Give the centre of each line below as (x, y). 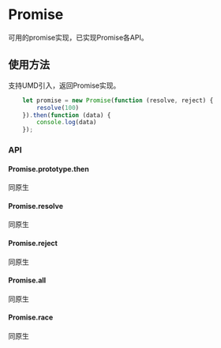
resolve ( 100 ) (58, 108)
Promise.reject (33, 244)
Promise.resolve (36, 206)
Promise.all (27, 280)
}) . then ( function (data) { (67, 115)
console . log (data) (67, 123)
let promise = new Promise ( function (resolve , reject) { (118, 100)
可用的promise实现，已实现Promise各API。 (78, 37)
